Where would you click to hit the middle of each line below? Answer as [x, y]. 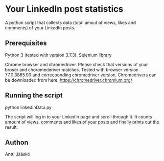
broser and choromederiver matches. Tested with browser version [72, 69]
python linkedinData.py [28, 107]
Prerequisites [26, 43]
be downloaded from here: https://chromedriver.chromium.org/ [69, 80]
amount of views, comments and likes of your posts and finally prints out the [82, 122]
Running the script [34, 96]
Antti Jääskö [18, 154]
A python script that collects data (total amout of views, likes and [70, 23]
